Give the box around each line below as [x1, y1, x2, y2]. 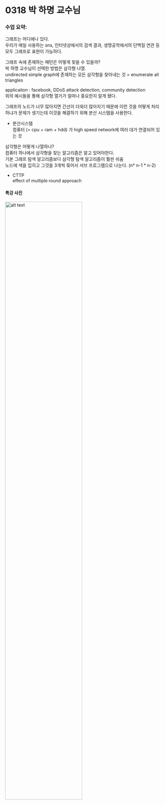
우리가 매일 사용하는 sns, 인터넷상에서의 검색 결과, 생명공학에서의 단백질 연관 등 [5, 42, 160, 48]
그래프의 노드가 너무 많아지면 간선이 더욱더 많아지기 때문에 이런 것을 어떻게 [5, 104, 151, 110]
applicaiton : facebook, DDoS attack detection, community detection [5, 87, 146, 93]
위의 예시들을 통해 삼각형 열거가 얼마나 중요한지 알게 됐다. [5, 93, 117, 99]
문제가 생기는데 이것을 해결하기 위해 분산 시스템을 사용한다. [18, 110, 133, 116]
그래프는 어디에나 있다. [5, 36, 49, 42]
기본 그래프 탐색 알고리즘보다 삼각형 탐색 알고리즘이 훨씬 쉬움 [5, 156, 124, 162]
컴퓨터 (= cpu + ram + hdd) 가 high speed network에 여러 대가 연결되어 [12, 127, 155, 133]
